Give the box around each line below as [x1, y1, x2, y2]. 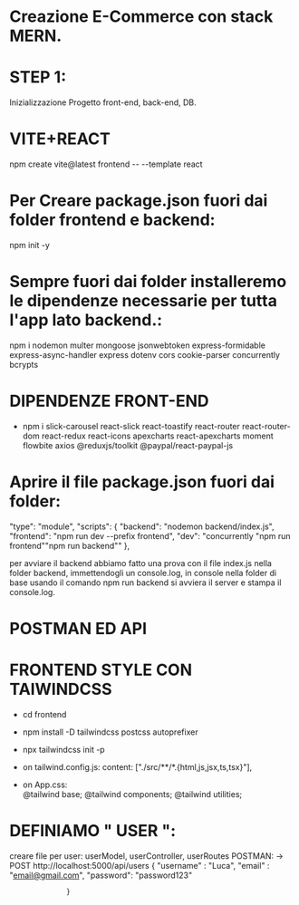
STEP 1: [9, 67, 67, 88]
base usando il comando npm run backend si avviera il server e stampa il [9, 577, 282, 588]
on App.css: [22, 779, 68, 790]
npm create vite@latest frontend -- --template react [9, 159, 203, 169]
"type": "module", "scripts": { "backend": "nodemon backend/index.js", [9, 521, 275, 532]
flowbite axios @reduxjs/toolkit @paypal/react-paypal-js [22, 439, 234, 450]
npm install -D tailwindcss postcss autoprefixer [22, 727, 198, 737]
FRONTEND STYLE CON [9, 659, 193, 680]
